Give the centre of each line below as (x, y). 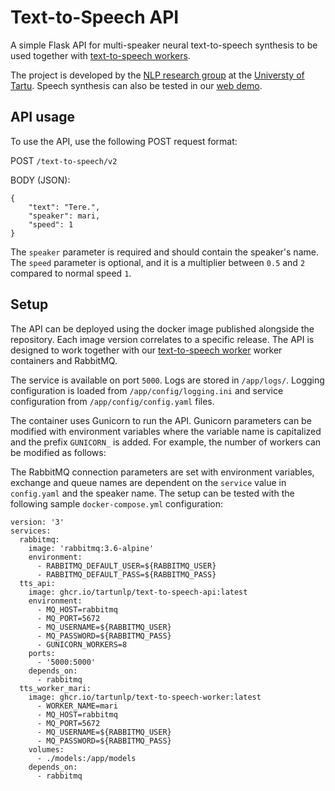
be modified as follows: (58, 452)
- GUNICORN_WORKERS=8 (82, 644)
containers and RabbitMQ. (64, 360)
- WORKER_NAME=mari (77, 706)
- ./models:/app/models (86, 758)
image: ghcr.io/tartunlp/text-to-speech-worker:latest (145, 697)
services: (31, 531)
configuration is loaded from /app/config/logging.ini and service (147, 390)
